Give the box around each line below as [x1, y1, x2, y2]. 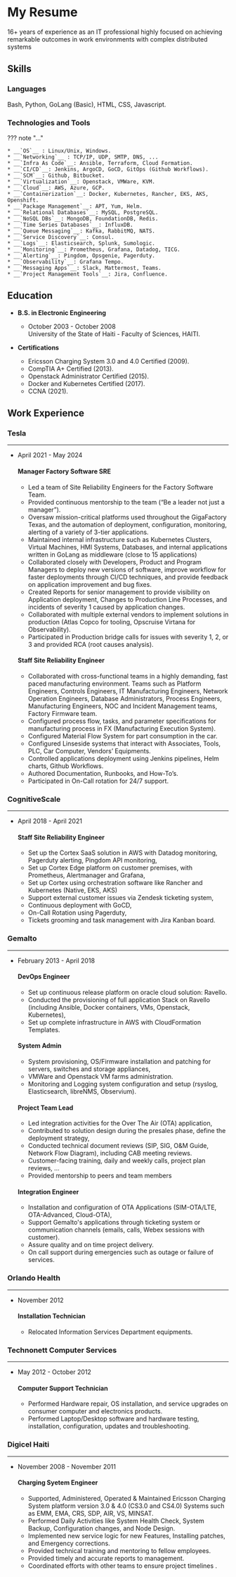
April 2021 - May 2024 [17, 451, 83, 459]
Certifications [17, 343, 60, 352]
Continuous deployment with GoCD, [27, 901, 132, 910]
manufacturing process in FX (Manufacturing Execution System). [27, 724, 216, 733]
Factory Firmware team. [27, 709, 98, 717]
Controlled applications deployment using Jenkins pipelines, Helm [27, 754, 220, 762]
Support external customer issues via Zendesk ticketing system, [27, 893, 214, 902]
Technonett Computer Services [7, 1345, 117, 1355]
